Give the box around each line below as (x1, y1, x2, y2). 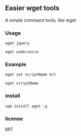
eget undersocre (5, 50, 39, 55)
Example (5, 61, 27, 68)
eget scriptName (5, 81, 39, 86)
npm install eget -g (5, 104, 48, 109)
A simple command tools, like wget (5, 17, 77, 23)
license (5, 115, 23, 122)
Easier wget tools (5, 4, 60, 12)
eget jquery (5, 41, 30, 46)
